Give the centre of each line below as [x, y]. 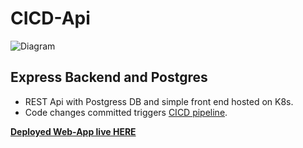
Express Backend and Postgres [109, 77]
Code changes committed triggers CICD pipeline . [126, 112]
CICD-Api [50, 18]
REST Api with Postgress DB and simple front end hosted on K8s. [159, 101]
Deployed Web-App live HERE [73, 131]
